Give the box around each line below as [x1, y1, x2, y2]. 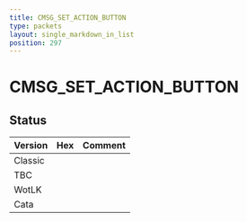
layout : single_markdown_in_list [9, 30, 135, 39]
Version [13, 139, 49, 152]
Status [9, 112, 48, 128]
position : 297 [9, 38, 63, 48]
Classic [13, 155, 45, 167]
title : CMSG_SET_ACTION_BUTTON [9, 13, 127, 22]
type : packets [9, 22, 63, 31]
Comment [82, 139, 126, 152]
